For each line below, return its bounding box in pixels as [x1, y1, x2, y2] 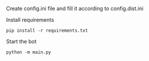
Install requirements [6, 16, 54, 23]
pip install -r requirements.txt [6, 28, 88, 33]
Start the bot [6, 38, 37, 45]
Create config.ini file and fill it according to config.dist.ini [6, 5, 144, 12]
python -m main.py [6, 49, 51, 55]
